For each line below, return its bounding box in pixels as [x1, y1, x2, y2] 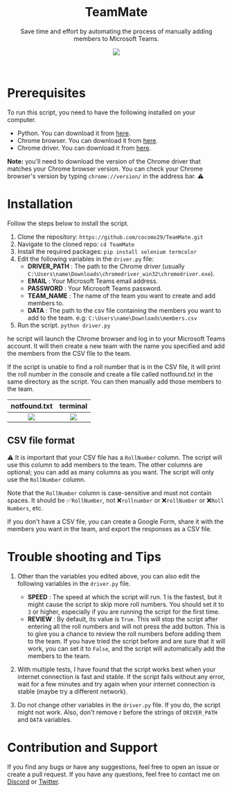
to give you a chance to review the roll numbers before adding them [27, 629, 222, 638]
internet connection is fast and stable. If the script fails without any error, [17, 672, 225, 680]
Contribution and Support [7, 739, 158, 755]
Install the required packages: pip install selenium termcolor [17, 247, 197, 255]
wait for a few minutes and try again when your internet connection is [17, 680, 216, 688]
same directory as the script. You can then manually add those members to [7, 377, 222, 386]
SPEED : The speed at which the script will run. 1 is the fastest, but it [27, 592, 222, 601]
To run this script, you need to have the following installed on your [7, 108, 196, 117]
